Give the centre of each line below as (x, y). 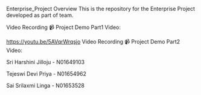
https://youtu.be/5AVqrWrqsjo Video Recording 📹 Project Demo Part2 (93, 41)
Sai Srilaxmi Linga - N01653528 (45, 85)
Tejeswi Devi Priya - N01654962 (46, 74)
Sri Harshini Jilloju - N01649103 (46, 62)
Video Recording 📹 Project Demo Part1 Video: (64, 27)
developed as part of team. (40, 15)
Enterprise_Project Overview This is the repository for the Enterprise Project (101, 9)
